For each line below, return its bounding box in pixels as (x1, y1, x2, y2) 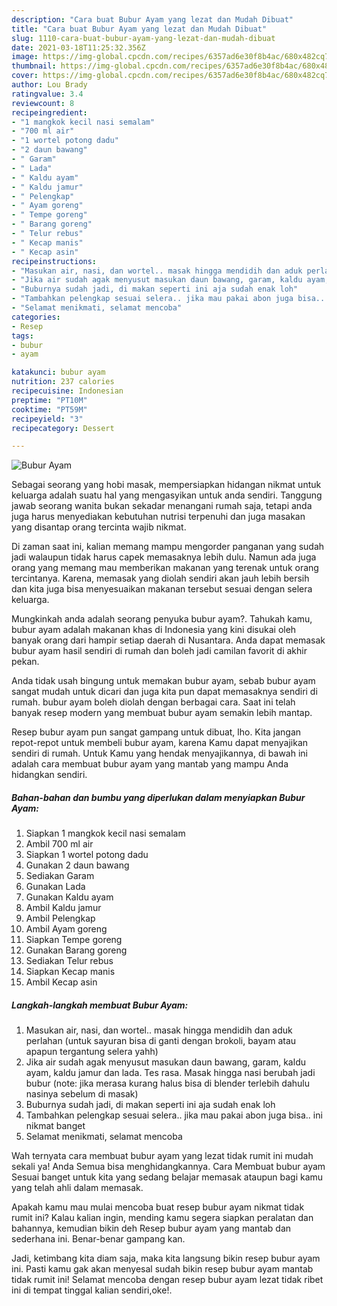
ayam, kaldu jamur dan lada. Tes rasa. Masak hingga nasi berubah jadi (25, 1067, 316, 1079)
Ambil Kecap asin (25, 976, 98, 988)
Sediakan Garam (25, 870, 95, 882)
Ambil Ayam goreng (25, 923, 108, 935)
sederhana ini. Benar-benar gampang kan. (11, 1233, 186, 1245)
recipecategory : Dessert (11, 423, 115, 433)
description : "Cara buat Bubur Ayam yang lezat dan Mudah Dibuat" (11, 14, 294, 25)
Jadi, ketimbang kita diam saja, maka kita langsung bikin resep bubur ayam (11, 1252, 321, 1265)
